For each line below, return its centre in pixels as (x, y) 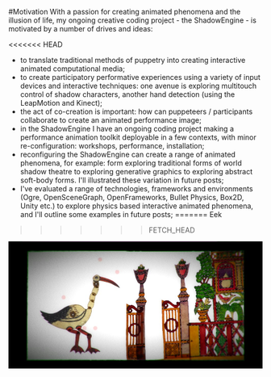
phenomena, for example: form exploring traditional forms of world (131, 163)
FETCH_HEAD (172, 230)
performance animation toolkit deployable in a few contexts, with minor (138, 137)
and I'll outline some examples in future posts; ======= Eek (121, 214)
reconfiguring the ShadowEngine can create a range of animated (128, 154)
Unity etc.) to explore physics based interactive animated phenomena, (137, 206)
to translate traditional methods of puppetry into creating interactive (133, 60)
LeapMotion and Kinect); (61, 103)
